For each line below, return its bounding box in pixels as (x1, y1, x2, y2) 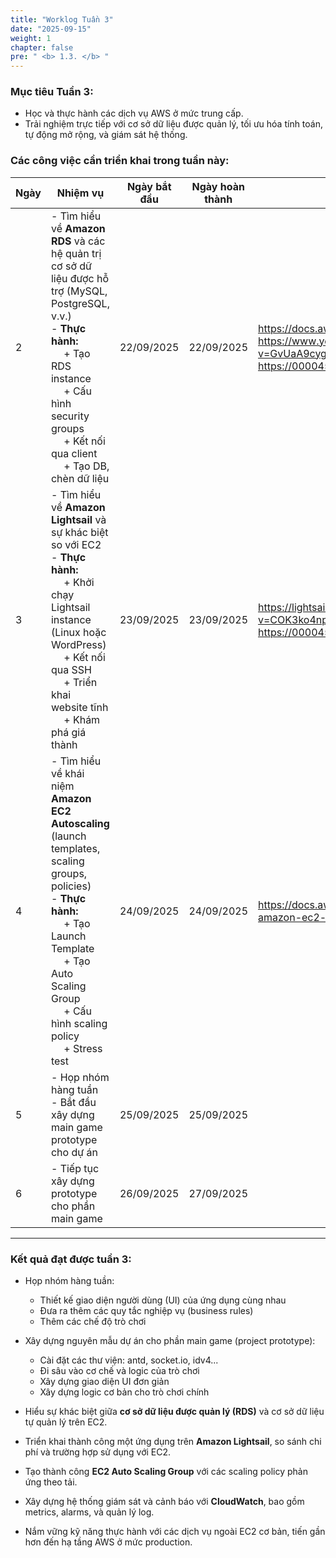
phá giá (50, 725, 87, 739)
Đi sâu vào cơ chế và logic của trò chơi (39, 1365, 200, 1377)
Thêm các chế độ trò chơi (39, 1316, 147, 1328)
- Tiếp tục (50, 1161, 100, 1175)
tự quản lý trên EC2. (24, 1416, 108, 1428)
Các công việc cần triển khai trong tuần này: (10, 154, 230, 168)
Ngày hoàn (191, 179, 245, 193)
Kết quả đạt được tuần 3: (10, 1252, 132, 1266)
